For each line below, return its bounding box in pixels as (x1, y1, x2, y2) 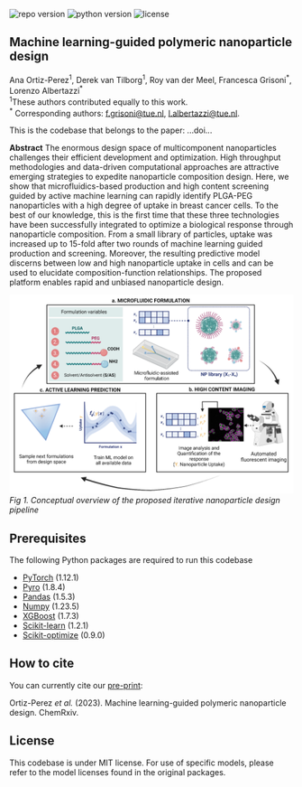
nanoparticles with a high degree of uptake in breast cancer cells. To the (9, 200, 279, 211)
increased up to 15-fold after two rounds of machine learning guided (9, 239, 263, 249)
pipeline (9, 504, 39, 515)
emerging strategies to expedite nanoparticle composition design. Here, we (9, 172, 289, 183)
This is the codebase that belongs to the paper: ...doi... (9, 125, 213, 136)
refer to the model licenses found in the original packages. (9, 766, 226, 777)
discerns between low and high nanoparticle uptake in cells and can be (9, 258, 274, 268)
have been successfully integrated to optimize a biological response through (9, 220, 294, 230)
